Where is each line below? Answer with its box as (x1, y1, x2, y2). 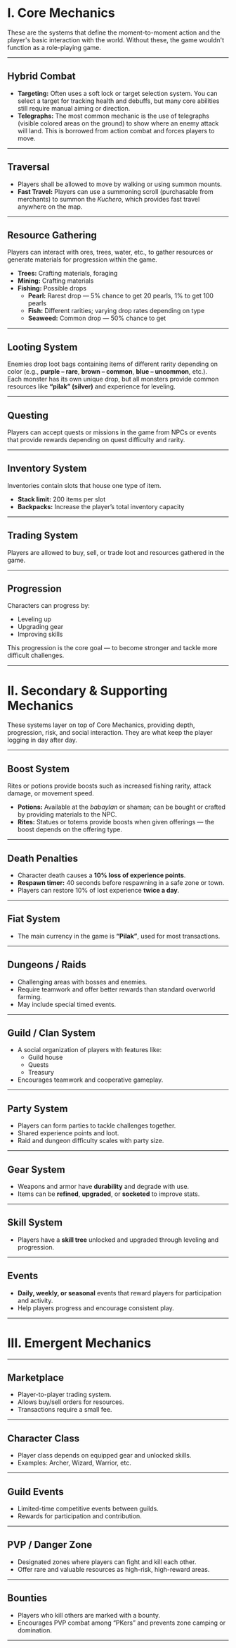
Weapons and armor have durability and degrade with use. (17, 1183, 190, 1191)
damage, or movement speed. (7, 789, 95, 798)
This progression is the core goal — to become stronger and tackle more (7, 644, 218, 652)
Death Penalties (7, 852, 79, 865)
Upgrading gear (17, 623, 64, 631)
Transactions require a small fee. (17, 1405, 112, 1414)
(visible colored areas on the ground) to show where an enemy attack (17, 118, 219, 128)
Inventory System (7, 463, 87, 475)
